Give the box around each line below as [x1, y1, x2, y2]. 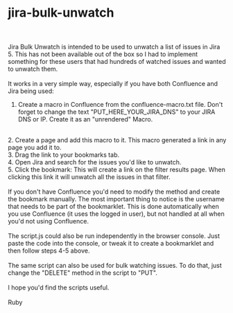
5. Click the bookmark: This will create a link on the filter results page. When [8, 165, 226, 174]
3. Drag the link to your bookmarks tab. [8, 151, 120, 159]
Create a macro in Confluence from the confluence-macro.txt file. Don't [17, 100, 223, 108]
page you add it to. [8, 143, 62, 151]
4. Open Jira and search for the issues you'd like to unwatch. [8, 158, 182, 166]
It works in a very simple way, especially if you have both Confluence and [8, 79, 218, 87]
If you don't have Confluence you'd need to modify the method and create [8, 187, 221, 196]
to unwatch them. [8, 65, 58, 73]
